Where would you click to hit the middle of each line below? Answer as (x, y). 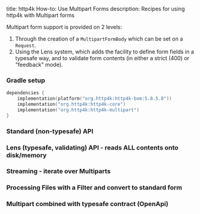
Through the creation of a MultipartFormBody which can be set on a (99, 39)
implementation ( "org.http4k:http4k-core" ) (72, 105)
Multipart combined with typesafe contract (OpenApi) (87, 204)
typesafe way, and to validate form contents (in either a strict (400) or (102, 58)
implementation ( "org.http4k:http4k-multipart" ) (78, 110)
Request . (25, 45)
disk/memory (27, 155)
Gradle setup (26, 80)
